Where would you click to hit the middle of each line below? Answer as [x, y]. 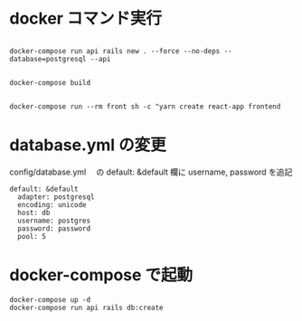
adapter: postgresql [56, 197]
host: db [34, 212]
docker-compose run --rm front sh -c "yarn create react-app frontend [145, 106]
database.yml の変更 [88, 145]
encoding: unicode [52, 204]
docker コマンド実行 [86, 19]
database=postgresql [48, 59]
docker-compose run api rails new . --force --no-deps [115, 51]
